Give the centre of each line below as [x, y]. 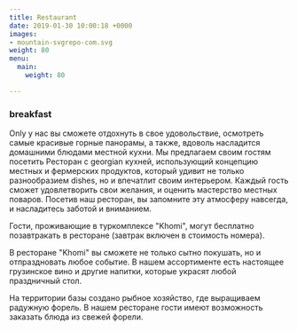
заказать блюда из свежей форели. [76, 317]
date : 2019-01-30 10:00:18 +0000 [71, 26]
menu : [19, 59]
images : [23, 34]
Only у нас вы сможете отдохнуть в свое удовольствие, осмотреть [137, 133]
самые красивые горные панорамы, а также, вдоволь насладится [135, 143]
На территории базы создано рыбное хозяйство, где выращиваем [135, 298]
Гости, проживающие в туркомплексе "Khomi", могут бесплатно [132, 226]
